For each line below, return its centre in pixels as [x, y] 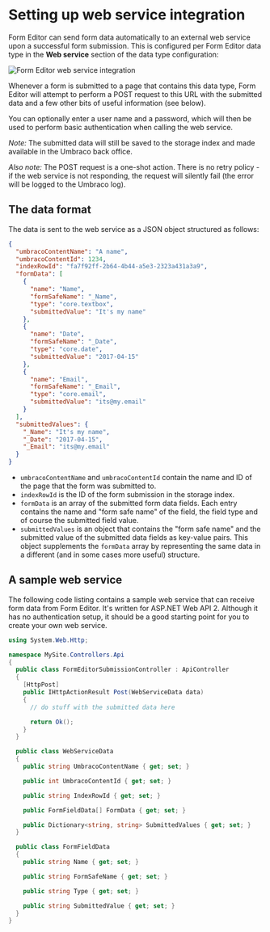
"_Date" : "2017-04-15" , [63, 439]
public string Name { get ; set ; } [81, 862]
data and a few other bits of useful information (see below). [107, 103]
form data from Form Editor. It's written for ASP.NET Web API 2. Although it [133, 608]
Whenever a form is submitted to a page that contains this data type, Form [132, 86]
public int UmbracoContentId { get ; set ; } [97, 781]
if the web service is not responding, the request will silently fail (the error [131, 175]
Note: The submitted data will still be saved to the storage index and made [132, 142]
